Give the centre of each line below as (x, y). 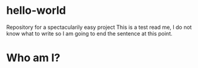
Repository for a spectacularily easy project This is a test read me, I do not (99, 27)
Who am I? (33, 58)
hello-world (36, 11)
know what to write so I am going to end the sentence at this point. (89, 33)
